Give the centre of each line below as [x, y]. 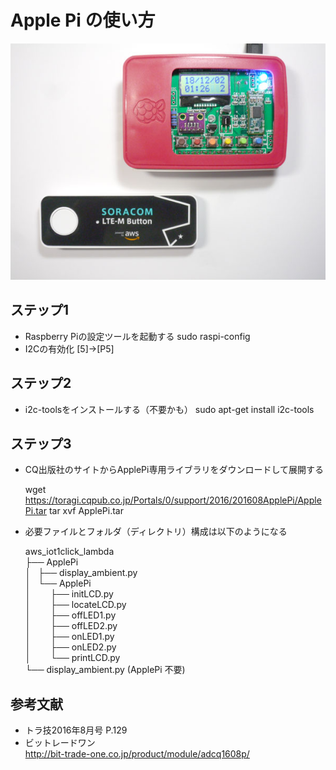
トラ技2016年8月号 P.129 [76, 730]
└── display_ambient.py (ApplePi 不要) [105, 670]
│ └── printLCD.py [72, 658]
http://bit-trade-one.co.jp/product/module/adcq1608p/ [137, 754]
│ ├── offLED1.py [70, 615]
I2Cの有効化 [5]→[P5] [69, 348]
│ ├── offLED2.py [71, 626]
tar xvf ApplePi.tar [86, 511]
